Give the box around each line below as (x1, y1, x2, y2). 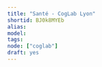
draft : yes (7, 50, 39, 57)
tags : (7, 36, 23, 43)
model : (7, 29, 27, 37)
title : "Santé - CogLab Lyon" (7, 10, 96, 17)
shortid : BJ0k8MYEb (7, 17, 65, 24)
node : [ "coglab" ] (7, 43, 58, 50)
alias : (7, 23, 27, 30)
